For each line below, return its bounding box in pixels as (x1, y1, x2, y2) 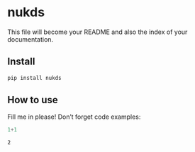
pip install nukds (7, 74, 62, 81)
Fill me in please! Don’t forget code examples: (7, 112, 141, 121)
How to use (7, 94, 58, 106)
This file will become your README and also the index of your (7, 28, 188, 36)
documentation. (7, 35, 54, 43)
